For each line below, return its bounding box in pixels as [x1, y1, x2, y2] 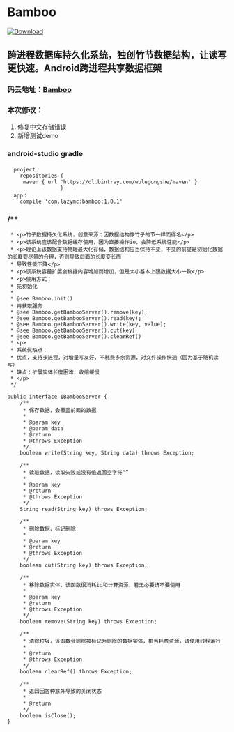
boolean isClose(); [19, 712, 77, 719]
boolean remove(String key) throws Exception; [19, 618, 157, 625]
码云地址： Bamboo [7, 85, 72, 95]
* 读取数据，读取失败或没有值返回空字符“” [22, 469, 129, 476]
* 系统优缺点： [10, 346, 48, 354]
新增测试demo [17, 131, 59, 139]
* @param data [22, 425, 64, 432]
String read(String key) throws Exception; [19, 506, 148, 513]
